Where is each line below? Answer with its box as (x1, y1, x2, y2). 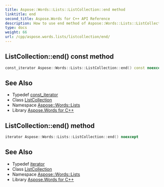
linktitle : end (5, 12, 36, 17)
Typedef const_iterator (12, 92, 59, 98)
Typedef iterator (12, 161, 45, 166)
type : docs (5, 25, 27, 30)
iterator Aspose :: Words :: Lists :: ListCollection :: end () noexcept (5, 135, 139, 140)
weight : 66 (5, 30, 27, 35)
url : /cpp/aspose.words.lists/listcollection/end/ (5, 35, 110, 40)
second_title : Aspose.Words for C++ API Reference (5, 16, 110, 21)
